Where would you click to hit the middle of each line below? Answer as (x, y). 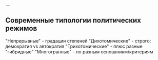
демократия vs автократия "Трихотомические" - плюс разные (74, 46)
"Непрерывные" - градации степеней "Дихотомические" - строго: (78, 41)
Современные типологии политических (73, 20)
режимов (21, 28)
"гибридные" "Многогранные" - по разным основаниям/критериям (79, 52)
